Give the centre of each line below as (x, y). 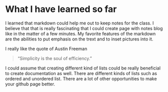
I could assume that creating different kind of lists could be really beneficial (83, 68)
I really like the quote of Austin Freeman (46, 48)
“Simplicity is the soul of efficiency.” (55, 58)
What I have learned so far (61, 9)
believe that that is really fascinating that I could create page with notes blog (84, 28)
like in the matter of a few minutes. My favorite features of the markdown (80, 33)
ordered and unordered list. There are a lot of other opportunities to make (81, 78)
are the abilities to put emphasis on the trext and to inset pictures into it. (79, 39)
